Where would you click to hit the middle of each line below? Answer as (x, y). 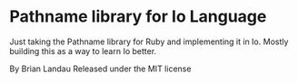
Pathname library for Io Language (138, 17)
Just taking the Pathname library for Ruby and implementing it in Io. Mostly (149, 41)
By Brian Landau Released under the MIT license (100, 69)
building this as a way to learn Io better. (83, 51)
